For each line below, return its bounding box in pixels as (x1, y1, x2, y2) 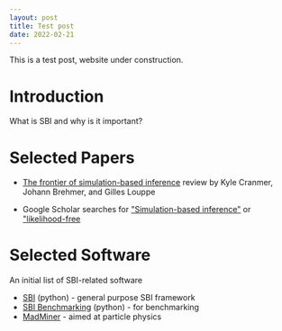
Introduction (9, 86, 105, 106)
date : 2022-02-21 (9, 30, 75, 39)
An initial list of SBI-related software (9, 275, 142, 286)
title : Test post (9, 22, 75, 31)
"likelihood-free (22, 213, 81, 225)
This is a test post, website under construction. (9, 55, 184, 66)
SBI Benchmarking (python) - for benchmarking (22, 302, 200, 313)
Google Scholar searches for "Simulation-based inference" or (22, 204, 251, 215)
